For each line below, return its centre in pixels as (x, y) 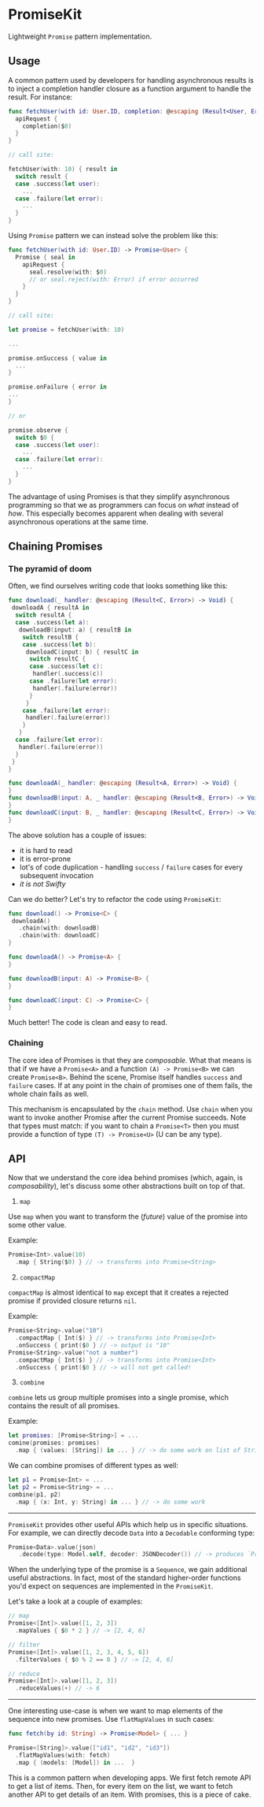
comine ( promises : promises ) (54, 1443)
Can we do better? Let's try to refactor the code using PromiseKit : (115, 899)
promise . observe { (38, 430)
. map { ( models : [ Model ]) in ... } (75, 1762)
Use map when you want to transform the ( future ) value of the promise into (128, 1216)
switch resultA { (44, 615)
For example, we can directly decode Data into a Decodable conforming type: (132, 1533)
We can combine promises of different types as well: (93, 1466)
